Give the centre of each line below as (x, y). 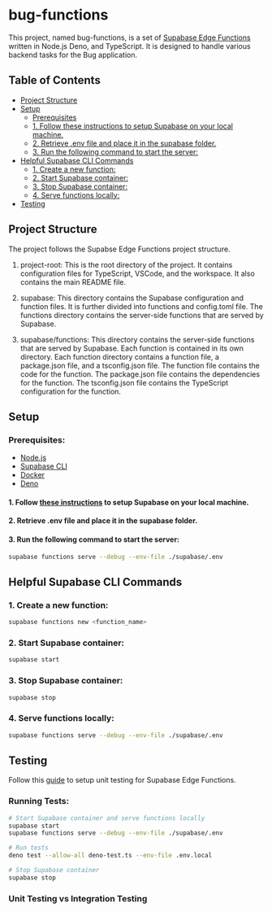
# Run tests (28, 848)
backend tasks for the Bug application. (73, 55)
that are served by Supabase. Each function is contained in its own (132, 348)
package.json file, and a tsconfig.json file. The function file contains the (140, 365)
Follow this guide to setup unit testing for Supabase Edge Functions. (123, 780)
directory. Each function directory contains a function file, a (119, 356)
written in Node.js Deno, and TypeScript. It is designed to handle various (130, 46)
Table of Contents (55, 80)
